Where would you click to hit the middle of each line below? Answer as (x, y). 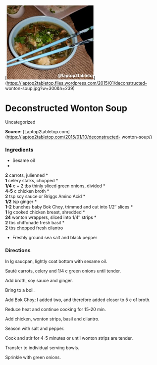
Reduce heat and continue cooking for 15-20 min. (56, 309)
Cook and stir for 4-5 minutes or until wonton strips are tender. (69, 338)
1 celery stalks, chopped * (32, 181)
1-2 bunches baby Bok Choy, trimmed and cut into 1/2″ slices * (69, 207)
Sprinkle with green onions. (33, 357)
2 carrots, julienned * (27, 175)
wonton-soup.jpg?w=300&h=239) (40, 88)
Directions (18, 251)
